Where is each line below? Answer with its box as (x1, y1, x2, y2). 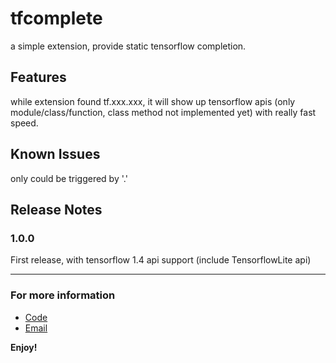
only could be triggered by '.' (10, 172, 128, 184)
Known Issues (10, 146, 101, 163)
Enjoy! (10, 341, 38, 353)
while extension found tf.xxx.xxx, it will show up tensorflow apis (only (10, 95, 296, 107)
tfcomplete (10, 7, 103, 30)
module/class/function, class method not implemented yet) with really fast (10, 106, 317, 118)
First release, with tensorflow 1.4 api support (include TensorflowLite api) (10, 254, 312, 266)
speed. (10, 117, 39, 129)
